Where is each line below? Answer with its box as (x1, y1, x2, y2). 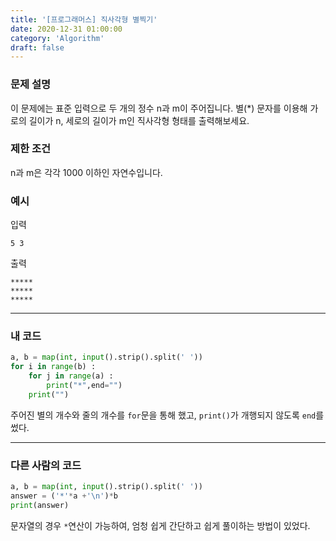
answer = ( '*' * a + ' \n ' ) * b (10, 491, 118, 501)
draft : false (10, 42, 65, 53)
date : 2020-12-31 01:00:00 (10, 24, 123, 34)
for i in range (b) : (10, 362, 97, 372)
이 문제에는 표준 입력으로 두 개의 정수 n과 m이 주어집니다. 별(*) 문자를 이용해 (10, 102, 308, 114)
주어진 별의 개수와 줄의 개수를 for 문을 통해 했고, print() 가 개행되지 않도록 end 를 (10, 409, 325, 421)
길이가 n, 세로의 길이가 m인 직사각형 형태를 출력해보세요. (28, 114, 250, 126)
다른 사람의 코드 (10, 458, 82, 472)
